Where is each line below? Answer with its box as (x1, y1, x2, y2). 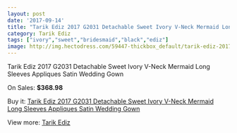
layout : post (7, 10, 46, 18)
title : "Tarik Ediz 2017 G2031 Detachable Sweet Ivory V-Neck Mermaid (7, 23, 219, 30)
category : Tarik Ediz (7, 30, 71, 37)
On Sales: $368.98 (7, 84, 63, 91)
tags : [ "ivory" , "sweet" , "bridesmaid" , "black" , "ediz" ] (7, 37, 169, 44)
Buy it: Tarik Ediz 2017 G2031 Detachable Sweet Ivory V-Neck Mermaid (7, 97, 214, 106)
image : (7, 43, 27, 50)
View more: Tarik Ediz (7, 118, 71, 127)
